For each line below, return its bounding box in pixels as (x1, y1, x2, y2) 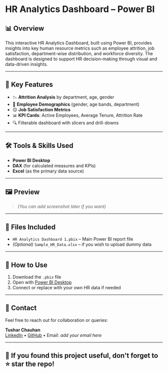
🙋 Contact (5, 304, 37, 312)
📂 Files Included (5, 223, 56, 231)
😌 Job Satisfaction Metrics (12, 106, 71, 112)
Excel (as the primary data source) (12, 168, 84, 174)
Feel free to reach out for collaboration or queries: (5, 317, 108, 323)
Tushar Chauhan (5, 327, 41, 333)
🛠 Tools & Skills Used (5, 141, 73, 150)
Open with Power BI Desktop (12, 279, 72, 285)
